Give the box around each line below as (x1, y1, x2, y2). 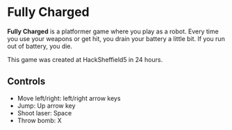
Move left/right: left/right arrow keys (17, 94, 121, 102)
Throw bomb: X (17, 116, 63, 124)
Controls (7, 76, 46, 88)
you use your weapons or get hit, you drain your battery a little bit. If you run (7, 34, 226, 42)
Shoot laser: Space (17, 108, 72, 117)
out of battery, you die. (7, 42, 73, 50)
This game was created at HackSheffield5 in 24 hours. (7, 55, 163, 63)
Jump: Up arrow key (17, 101, 76, 110)
